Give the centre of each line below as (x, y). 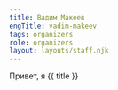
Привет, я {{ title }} (44, 76)
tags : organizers (41, 34)
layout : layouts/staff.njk (59, 51)
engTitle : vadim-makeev (53, 26)
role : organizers (41, 42)
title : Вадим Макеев (47, 17)
